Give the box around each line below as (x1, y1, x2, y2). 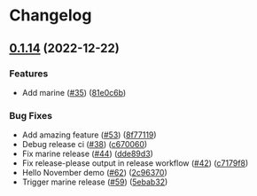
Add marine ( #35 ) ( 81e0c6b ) (21, 87, 127, 98)
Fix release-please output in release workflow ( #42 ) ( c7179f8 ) (21, 158, 249, 169)
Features (9, 67, 49, 80)
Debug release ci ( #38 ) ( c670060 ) (21, 139, 148, 150)
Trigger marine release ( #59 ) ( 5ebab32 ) (21, 176, 168, 187)
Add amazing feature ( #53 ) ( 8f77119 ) (21, 129, 157, 140)
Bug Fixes (9, 109, 53, 122)
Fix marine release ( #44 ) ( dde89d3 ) (21, 148, 153, 160)
